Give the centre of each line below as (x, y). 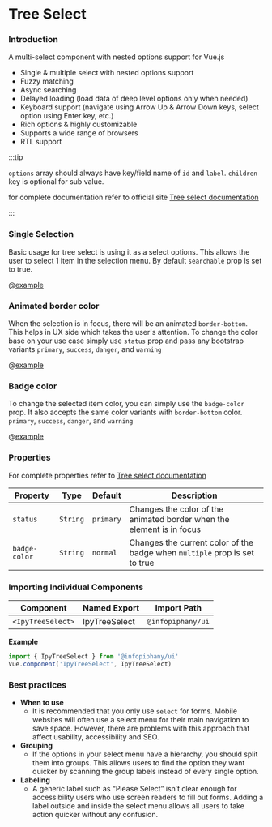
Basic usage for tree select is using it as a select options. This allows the (129, 251)
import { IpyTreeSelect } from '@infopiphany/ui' (94, 656)
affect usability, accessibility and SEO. (96, 737)
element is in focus (165, 529)
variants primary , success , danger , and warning (85, 349)
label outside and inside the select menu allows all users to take (138, 806)
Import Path (178, 607)
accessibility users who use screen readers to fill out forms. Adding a (148, 797)
